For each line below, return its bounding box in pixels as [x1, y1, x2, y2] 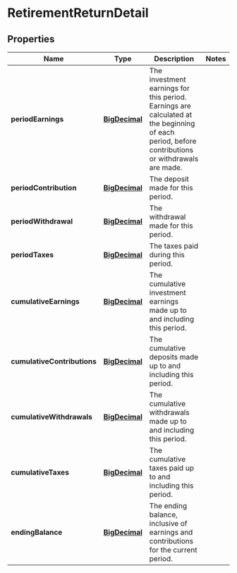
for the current [149, 545, 197, 555]
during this [149, 250, 185, 259]
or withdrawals [149, 154, 199, 164]
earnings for [149, 83, 190, 93]
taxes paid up [149, 463, 194, 473]
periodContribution [11, 183, 77, 192]
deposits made [149, 352, 199, 362]
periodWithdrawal [11, 216, 73, 226]
